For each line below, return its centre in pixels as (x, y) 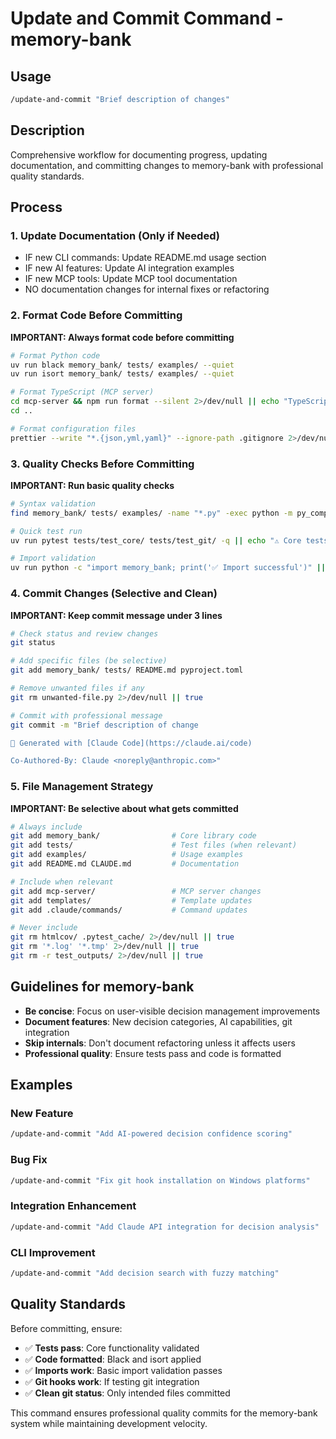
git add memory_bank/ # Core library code (133, 836)
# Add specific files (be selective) (89, 661)
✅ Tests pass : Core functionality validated (112, 1348)
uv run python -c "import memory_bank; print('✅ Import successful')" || (168, 568)
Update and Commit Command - (147, 18)
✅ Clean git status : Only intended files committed (127, 1393)
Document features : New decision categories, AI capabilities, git (158, 1021)
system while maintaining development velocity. (109, 1423)
